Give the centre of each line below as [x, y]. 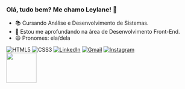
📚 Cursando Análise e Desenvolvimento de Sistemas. [82, 23]
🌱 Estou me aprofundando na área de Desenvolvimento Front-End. [97, 32]
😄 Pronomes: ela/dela [42, 38]
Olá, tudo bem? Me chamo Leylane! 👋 [62, 10]
